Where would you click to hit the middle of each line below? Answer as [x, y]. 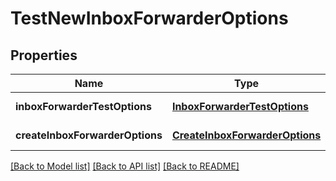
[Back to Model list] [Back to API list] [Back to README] [125, 166]
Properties [44, 55]
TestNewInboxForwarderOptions [149, 18]
